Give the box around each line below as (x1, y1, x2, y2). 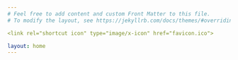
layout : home (7, 42, 46, 49)
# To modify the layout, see (7, 17, 93, 24)
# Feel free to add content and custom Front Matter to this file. (7, 10, 211, 18)
